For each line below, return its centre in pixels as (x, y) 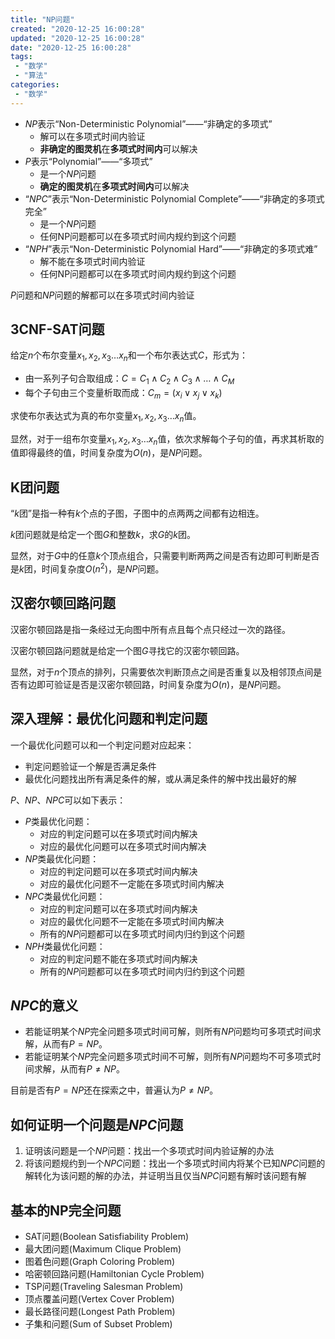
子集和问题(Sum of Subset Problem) (98, 1323)
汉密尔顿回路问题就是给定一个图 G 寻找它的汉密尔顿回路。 (127, 650)
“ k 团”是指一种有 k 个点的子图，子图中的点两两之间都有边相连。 (137, 513)
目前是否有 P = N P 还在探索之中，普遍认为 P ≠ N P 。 (114, 1090)
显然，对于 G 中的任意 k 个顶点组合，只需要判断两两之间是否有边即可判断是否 (165, 556)
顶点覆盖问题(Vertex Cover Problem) (99, 1298)
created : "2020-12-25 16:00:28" (77, 29)
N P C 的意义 (44, 1005)
